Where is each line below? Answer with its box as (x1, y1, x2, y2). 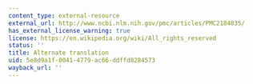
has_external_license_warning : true (8, 26, 131, 34)
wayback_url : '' (8, 64, 62, 72)
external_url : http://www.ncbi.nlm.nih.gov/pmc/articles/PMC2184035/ (8, 19, 246, 27)
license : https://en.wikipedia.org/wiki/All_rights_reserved (8, 34, 217, 42)
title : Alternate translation (8, 49, 110, 57)
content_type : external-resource (8, 11, 120, 20)
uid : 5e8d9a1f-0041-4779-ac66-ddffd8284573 (8, 57, 156, 65)
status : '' (8, 42, 45, 50)
